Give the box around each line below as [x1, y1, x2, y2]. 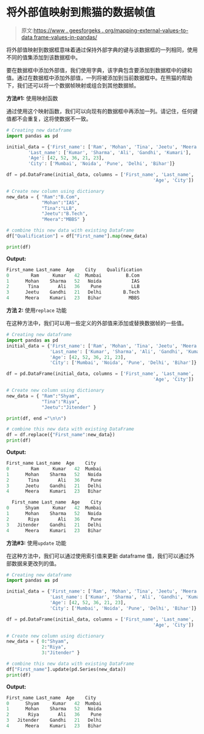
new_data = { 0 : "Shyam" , [6, 638, 69, 645]
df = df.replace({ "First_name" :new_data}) [6, 432, 115, 438]
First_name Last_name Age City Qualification [6, 266, 143, 273]
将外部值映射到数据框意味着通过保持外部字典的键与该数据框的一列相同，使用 [6, 46, 198, 53]
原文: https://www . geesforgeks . [21, 27, 104, 34]
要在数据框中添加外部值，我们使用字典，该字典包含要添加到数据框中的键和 [6, 66, 192, 73]
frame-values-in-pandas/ [33, 33, 97, 41]
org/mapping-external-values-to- [104, 27, 189, 34]
